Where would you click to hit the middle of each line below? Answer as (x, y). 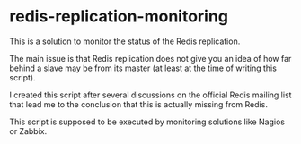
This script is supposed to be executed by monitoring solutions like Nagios (147, 122)
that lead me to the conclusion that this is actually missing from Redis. (138, 104)
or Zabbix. (28, 131)
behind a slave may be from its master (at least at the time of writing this (143, 68)
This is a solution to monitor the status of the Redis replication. (125, 41)
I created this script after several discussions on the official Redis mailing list (150, 95)
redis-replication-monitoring (119, 17)
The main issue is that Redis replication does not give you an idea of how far (150, 58)
